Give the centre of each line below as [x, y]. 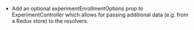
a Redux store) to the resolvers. [50, 21]
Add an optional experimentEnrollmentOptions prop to [77, 9]
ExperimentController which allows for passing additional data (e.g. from [100, 15]
